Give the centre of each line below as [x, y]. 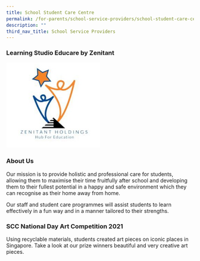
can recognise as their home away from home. [63, 193]
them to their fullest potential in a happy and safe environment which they [96, 187]
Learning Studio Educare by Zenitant [60, 53]
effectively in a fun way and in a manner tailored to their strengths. [87, 210]
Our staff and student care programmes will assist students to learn [89, 205]
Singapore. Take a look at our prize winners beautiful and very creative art [97, 245]
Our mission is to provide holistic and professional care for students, [90, 174]
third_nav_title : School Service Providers [61, 32]
